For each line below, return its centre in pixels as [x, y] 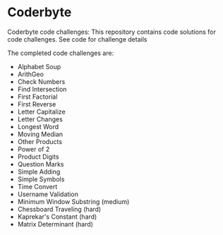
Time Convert [37, 186]
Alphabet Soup [39, 66]
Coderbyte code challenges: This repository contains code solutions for [112, 32]
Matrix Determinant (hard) [55, 224]
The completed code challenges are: [61, 53]
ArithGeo [31, 74]
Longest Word [38, 126]
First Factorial [37, 97]
